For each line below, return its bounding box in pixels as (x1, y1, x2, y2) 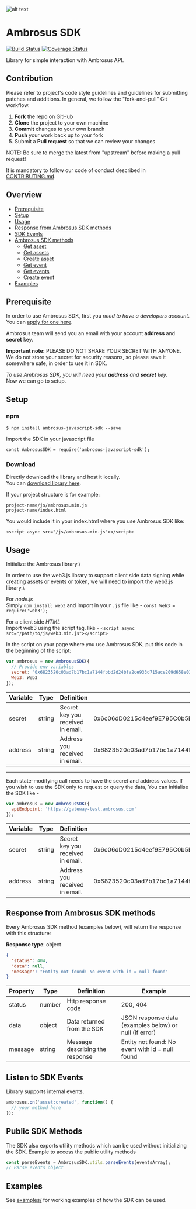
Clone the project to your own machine (14, 119, 109, 126)
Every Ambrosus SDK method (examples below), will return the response (6, 923, 181, 930)
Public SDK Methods (6, 1127, 83, 1136)
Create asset (23, 255, 54, 262)
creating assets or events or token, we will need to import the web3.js (6, 578, 173, 585)
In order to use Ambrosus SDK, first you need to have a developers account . (6, 312, 190, 319)
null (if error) (121, 1028, 156, 1036)
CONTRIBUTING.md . (6, 173, 56, 180)
